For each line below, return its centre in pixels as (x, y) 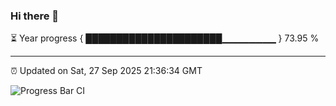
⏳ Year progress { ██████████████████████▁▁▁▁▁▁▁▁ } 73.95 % (165, 38)
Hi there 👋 (35, 16)
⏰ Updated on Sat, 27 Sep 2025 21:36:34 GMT (106, 71)
